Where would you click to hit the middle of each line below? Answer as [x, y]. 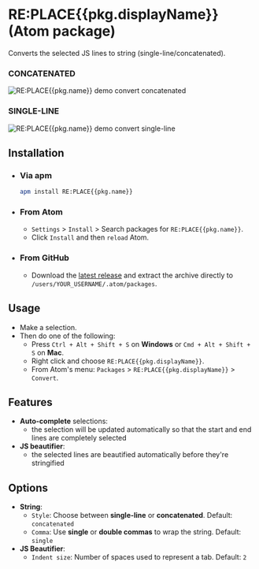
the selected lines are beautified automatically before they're [130, 455]
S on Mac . [48, 352]
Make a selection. [48, 327]
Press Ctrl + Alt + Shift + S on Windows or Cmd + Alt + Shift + [141, 344]
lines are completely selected [79, 438]
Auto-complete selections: [64, 421]
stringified [48, 463]
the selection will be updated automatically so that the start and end [141, 430]
